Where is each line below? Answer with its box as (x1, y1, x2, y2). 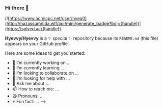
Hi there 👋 (5, 4, 29, 11)
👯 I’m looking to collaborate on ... (12, 70, 79, 76)
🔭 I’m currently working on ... (12, 60, 71, 65)
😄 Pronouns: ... (12, 93, 44, 99)
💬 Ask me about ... (12, 81, 50, 86)
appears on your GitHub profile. (5, 41, 69, 47)
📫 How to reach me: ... (12, 86, 59, 92)
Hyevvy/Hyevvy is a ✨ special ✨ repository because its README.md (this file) (5, 35, 159, 41)
